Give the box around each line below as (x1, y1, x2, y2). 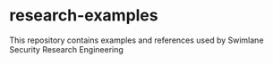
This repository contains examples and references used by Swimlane (9, 35, 264, 45)
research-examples (9, 5, 158, 26)
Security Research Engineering (9, 44, 124, 54)
